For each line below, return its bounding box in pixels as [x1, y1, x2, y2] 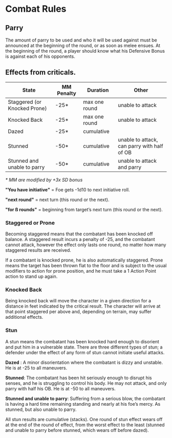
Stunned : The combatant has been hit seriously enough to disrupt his [5, 375, 152, 381]
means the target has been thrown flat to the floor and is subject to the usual [5, 262, 167, 269]
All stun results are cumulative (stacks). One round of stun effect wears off [5, 416, 163, 422]
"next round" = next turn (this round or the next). [5, 196, 110, 203]
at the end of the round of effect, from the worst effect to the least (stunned [5, 422, 165, 428]
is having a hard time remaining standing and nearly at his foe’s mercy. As [5, 401, 161, 407]
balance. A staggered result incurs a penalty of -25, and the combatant [5, 236, 155, 243]
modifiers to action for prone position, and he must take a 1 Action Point [5, 268, 156, 274]
